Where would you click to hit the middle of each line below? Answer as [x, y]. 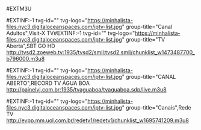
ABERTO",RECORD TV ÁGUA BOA [48, 83]
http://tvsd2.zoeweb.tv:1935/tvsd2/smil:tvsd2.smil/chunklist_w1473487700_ [100, 52]
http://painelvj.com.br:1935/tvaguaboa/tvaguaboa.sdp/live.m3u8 [86, 89]
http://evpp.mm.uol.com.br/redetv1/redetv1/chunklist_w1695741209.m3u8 [98, 120]
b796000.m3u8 [26, 59]
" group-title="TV [144, 39]
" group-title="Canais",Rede [156, 107]
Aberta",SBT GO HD [31, 46]
